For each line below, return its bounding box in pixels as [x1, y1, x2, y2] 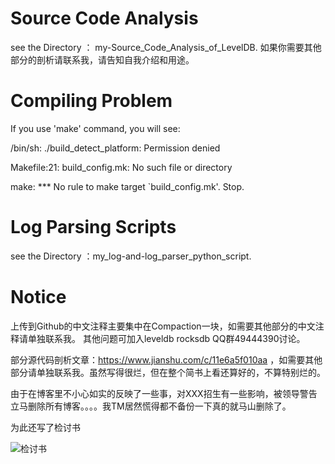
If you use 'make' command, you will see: [10, 122, 181, 134]
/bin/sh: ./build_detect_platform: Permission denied [10, 142, 221, 154]
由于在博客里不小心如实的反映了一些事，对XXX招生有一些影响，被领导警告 [10, 387, 318, 399]
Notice [10, 286, 67, 308]
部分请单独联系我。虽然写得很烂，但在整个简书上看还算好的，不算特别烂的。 [10, 366, 326, 378]
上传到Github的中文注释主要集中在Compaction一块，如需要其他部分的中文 [10, 320, 316, 332]
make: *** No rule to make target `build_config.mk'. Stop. [10, 180, 245, 192]
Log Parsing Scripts [10, 216, 177, 239]
